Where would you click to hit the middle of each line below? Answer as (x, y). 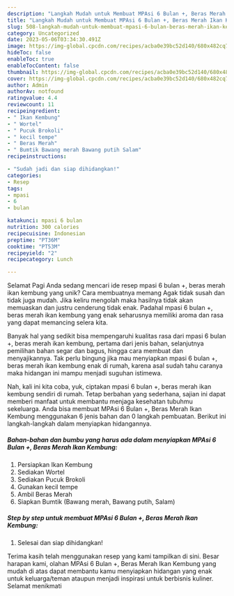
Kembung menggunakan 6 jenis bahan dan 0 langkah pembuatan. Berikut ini (117, 417)
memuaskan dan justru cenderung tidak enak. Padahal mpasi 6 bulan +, (110, 308)
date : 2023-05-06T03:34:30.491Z (54, 40)
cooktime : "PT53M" (34, 246)
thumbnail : (23, 72)
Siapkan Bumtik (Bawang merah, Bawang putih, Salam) (96, 502)
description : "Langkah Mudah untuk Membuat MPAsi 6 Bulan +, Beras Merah (117, 14)
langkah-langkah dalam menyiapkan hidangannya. (79, 424)
